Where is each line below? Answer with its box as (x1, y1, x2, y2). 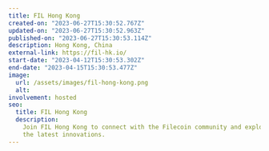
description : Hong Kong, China (8, 42, 113, 50)
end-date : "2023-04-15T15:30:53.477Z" (8, 64, 138, 72)
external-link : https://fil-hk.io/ (8, 49, 127, 57)
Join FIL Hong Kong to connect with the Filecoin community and (22, 123, 242, 131)
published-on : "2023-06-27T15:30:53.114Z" (8, 34, 152, 42)
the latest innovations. (22, 130, 106, 138)
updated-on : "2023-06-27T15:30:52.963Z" (8, 26, 146, 34)
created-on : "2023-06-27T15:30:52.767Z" (8, 19, 146, 27)
